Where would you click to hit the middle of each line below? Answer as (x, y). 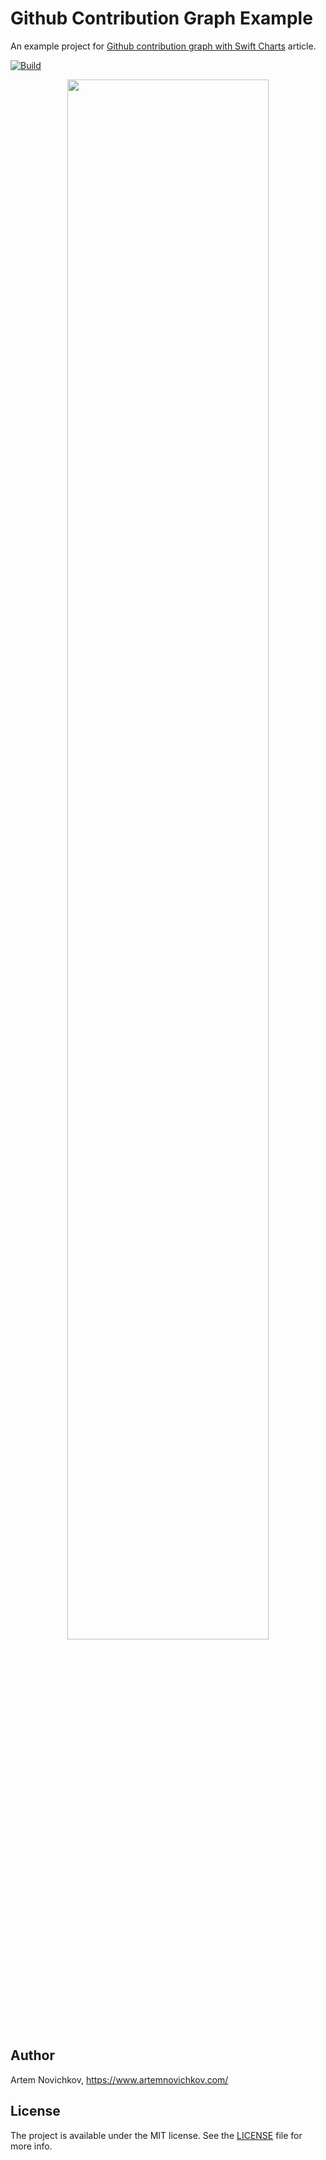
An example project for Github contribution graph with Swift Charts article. (163, 46)
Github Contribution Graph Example (161, 18)
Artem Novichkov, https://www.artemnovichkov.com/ (119, 2079)
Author (32, 2055)
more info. (31, 2146)
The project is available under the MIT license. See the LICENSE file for (156, 2135)
